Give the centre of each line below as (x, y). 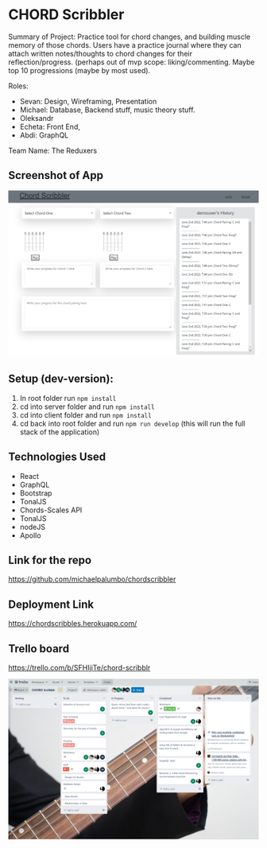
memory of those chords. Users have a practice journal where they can (125, 45)
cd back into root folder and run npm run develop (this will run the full (132, 423)
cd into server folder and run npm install (87, 406)
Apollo (30, 535)
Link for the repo (50, 560)
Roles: (19, 86)
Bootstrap (36, 493)
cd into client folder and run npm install (86, 414)
